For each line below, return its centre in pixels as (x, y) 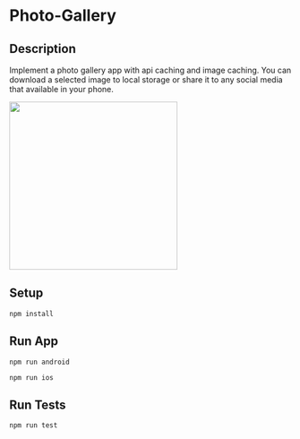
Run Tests (38, 405)
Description (43, 49)
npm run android (39, 362)
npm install (31, 314)
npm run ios (31, 377)
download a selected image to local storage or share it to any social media (146, 80)
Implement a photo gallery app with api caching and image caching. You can (150, 70)
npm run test (34, 426)
